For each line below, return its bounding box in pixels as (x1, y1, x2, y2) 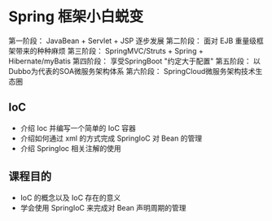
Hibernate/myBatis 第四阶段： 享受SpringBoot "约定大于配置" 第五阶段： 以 (8, 56, 261, 66)
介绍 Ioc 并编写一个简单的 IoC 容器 (20, 123, 137, 132)
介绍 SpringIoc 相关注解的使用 (20, 143, 122, 153)
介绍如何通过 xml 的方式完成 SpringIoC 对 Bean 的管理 (20, 133, 202, 143)
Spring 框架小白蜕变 (8, 7, 144, 26)
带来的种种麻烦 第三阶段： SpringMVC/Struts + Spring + (15, 45, 204, 55)
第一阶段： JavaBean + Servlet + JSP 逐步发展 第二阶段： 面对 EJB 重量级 (8, 36, 257, 45)
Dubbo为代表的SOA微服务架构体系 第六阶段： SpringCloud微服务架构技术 (8, 66, 256, 76)
